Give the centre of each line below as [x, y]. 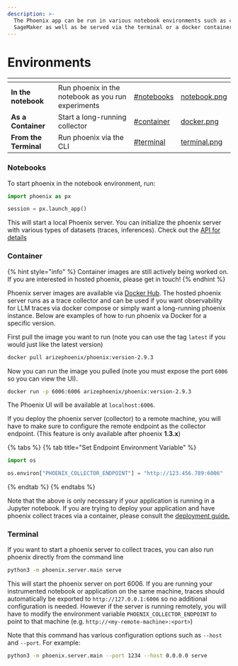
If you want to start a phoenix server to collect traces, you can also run [110, 550]
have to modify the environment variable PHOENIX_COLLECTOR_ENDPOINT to [112, 614]
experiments [79, 106]
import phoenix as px [39, 196]
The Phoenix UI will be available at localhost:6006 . [81, 405]
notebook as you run [92, 97]
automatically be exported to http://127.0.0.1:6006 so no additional [107, 599]
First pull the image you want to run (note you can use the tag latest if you [117, 337]
